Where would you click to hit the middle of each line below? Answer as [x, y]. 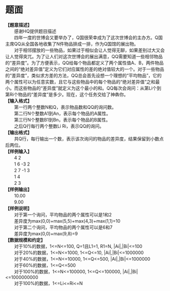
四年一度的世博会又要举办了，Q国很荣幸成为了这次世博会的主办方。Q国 [88, 37]
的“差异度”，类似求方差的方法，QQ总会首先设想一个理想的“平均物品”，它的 [83, 75]
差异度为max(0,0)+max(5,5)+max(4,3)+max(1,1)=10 [67, 221]
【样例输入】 [18, 151]
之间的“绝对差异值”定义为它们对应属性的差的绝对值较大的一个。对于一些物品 [85, 69]
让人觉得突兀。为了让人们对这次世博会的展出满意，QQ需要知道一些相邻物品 [84, 56]
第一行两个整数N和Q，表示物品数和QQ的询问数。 [65, 107]
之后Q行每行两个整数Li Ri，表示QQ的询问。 [59, 126]
